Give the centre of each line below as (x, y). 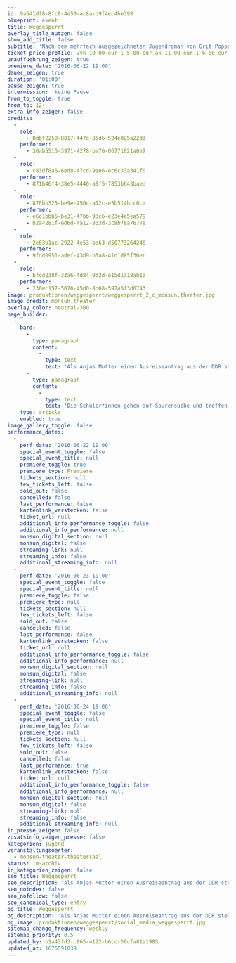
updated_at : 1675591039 (42, 948)
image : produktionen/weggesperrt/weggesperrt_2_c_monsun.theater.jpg (111, 295)
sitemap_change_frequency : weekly (58, 929)
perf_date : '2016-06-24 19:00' (66, 706)
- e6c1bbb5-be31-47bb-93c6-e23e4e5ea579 (86, 216)
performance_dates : (36, 432)
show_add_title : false (40, 40)
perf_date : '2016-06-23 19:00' (66, 576)
